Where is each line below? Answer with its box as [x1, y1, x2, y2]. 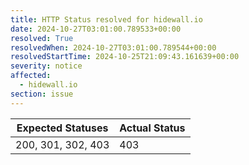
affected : [10, 71, 52, 81]
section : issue [10, 89, 74, 99]
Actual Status [119, 121, 186, 135]
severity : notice [10, 61, 83, 71]
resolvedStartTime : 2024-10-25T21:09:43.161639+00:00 [10, 52, 240, 62]
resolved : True [10, 33, 74, 43]
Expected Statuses [16, 121, 109, 135]
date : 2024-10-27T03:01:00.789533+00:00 [10, 24, 182, 34]
